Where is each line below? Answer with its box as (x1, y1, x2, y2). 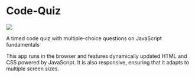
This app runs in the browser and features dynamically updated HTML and (6, 52, 187, 60)
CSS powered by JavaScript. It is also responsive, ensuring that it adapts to (6, 58, 190, 66)
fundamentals (6, 41, 40, 48)
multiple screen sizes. (6, 65, 60, 72)
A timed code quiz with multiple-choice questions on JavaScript (6, 34, 162, 42)
